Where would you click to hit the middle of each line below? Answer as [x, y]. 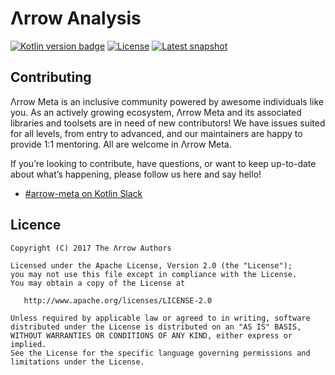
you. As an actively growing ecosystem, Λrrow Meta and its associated [156, 112]
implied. [28, 344]
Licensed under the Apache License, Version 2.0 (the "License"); [151, 265]
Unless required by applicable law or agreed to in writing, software [160, 318]
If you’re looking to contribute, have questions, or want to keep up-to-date [163, 163]
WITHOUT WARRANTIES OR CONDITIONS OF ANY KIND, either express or [151, 335]
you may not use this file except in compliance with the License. [154, 274]
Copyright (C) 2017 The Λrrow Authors [91, 248]
